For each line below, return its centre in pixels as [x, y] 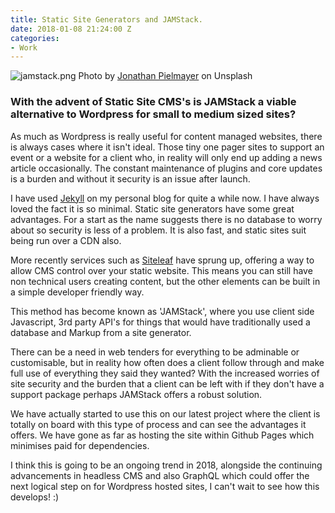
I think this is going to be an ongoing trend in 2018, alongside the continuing [166, 465]
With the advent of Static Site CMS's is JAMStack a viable [153, 102]
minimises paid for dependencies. [80, 445]
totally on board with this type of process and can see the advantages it [158, 424]
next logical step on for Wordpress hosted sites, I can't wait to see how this [165, 486]
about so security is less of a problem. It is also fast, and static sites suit [158, 230]
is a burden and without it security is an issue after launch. [130, 178]
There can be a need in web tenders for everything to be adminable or [155, 352]
